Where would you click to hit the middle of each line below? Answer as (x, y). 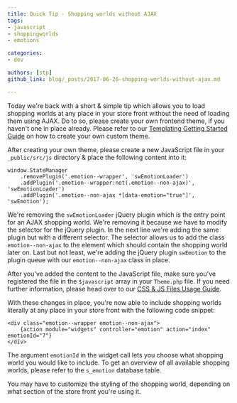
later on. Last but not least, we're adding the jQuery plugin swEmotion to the (117, 252)
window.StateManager (38, 170)
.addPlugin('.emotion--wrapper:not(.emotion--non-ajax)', (108, 183)
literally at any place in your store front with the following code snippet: (111, 310)
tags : (15, 21)
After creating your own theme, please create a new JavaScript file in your (116, 149)
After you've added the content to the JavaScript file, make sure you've (112, 274)
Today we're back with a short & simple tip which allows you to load (106, 106)
